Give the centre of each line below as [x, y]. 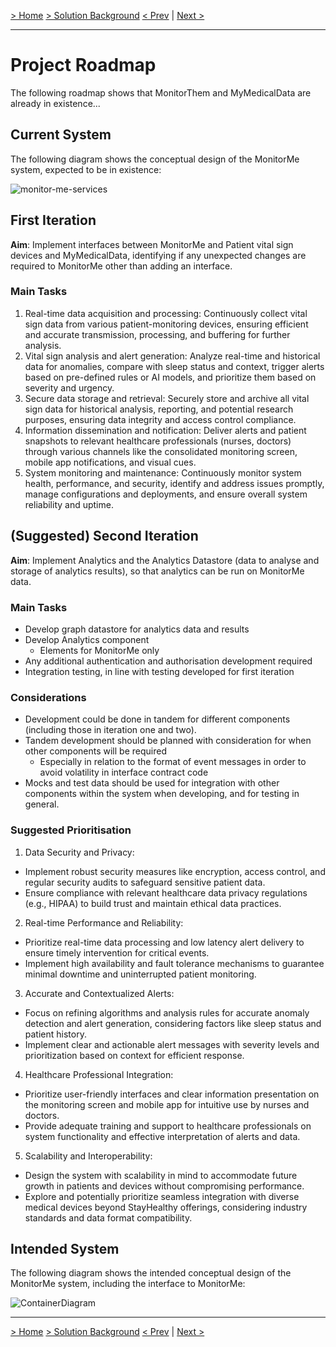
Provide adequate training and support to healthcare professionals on [168, 1126]
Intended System [65, 1248]
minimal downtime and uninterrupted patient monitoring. [140, 974]
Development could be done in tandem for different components [157, 719]
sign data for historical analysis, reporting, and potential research [159, 409]
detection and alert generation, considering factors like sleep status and [173, 1023]
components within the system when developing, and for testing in [162, 794]
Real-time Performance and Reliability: [104, 922]
